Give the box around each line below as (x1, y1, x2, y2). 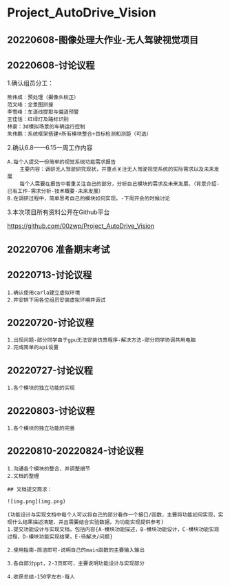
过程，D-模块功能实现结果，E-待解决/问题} (7, 533, 114, 540)
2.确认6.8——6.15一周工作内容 (7, 143, 93, 152)
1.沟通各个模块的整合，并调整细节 (7, 465, 91, 472)
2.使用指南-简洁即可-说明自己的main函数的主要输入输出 (7, 546, 145, 554)
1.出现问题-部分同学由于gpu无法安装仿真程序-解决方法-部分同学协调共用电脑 (7, 337, 196, 344)
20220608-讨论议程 (7, 59, 95, 71)
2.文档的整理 (7, 472, 39, 479)
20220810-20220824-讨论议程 (7, 446, 144, 457)
